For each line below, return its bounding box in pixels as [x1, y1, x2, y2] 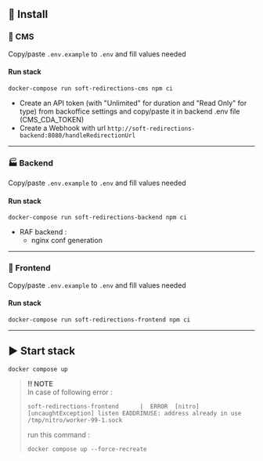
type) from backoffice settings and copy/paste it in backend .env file [19, 107, 240, 116]
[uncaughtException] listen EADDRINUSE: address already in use [27, 409, 242, 417]
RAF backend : [19, 227, 67, 237]
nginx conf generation [31, 236, 103, 245]
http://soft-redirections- [106, 125, 196, 132]
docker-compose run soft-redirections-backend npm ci [8, 213, 188, 222]
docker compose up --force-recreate [27, 445, 147, 453]
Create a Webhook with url [19, 123, 106, 132]
